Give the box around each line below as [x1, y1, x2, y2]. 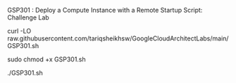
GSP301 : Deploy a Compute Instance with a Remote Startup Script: [7, 6, 203, 14]
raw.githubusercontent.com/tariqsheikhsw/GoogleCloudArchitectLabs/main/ [7, 34, 229, 43]
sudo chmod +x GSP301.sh [7, 55, 86, 63]
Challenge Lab [7, 13, 49, 22]
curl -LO [7, 27, 32, 35]
